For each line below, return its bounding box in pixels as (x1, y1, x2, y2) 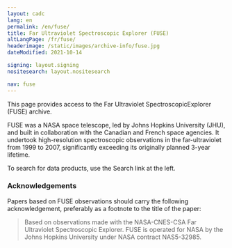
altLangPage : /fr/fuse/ (7, 36, 76, 43)
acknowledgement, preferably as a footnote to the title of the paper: (7, 204, 201, 212)
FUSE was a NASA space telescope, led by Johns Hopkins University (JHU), (7, 121, 226, 129)
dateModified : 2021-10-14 (7, 49, 82, 56)
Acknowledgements (7, 181, 77, 191)
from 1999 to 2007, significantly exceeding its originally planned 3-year (7, 143, 210, 151)
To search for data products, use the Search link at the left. (7, 164, 176, 172)
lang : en (7, 17, 33, 24)
